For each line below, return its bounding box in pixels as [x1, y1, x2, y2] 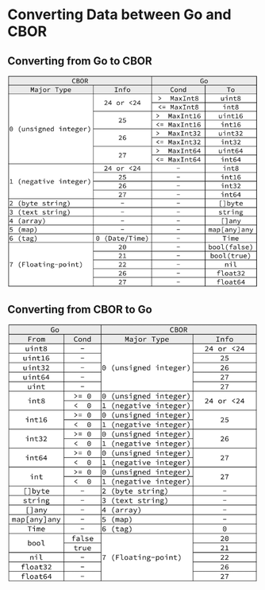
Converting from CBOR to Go [7, 302, 152, 316]
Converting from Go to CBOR [7, 54, 152, 68]
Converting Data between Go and [7, 6, 232, 24]
